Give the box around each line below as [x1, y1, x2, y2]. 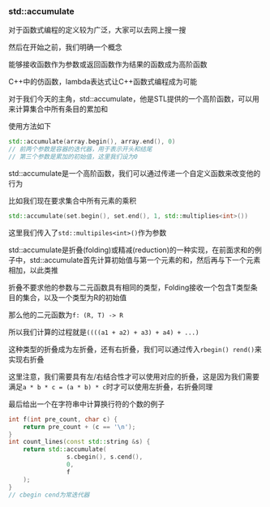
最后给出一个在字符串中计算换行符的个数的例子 [8, 399, 165, 409]
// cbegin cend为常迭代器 [8, 491, 90, 499]
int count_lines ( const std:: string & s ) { [8, 438, 151, 446]
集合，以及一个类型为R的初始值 [22, 292, 127, 302]
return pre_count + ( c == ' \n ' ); [23, 423, 136, 431]
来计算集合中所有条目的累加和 [8, 104, 108, 114]
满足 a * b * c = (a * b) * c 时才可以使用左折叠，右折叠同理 [8, 381, 213, 391]
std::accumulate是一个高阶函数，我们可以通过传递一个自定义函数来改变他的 [8, 168, 261, 178]
